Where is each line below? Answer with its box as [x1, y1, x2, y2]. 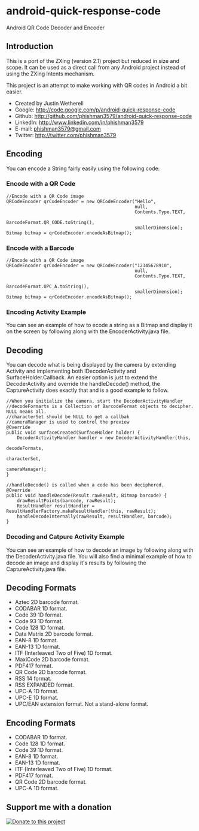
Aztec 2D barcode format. [14, 599, 79, 606]
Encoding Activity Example [6, 308, 87, 316]
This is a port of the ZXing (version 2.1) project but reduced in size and [6, 57, 180, 64]
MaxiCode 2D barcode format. [14, 656, 90, 663]
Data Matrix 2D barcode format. [14, 630, 94, 637]
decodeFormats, [6, 445, 44, 452]
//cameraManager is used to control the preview [6, 419, 130, 425]
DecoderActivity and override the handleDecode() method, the [6, 380, 160, 388]
